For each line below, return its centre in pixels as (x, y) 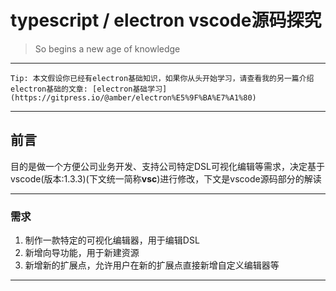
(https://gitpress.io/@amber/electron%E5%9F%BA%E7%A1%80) (133, 97)
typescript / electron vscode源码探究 (166, 20)
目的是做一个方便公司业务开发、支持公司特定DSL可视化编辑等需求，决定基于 (167, 166)
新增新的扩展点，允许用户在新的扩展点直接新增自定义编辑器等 (152, 265)
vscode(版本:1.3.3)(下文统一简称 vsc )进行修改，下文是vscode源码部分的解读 (166, 178)
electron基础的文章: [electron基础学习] (89, 89)
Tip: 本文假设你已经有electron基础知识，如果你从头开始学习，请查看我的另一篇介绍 (162, 78)
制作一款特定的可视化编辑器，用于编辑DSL (112, 240)
